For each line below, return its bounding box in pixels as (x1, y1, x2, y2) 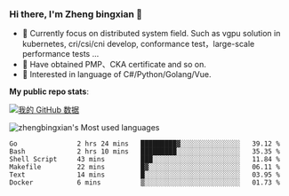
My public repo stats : (9, 86, 89, 97)
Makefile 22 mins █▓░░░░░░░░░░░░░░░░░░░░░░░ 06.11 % (9, 163, 280, 172)
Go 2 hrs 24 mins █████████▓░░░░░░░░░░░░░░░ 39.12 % (9, 139, 280, 149)
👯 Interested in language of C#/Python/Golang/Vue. (21, 69, 212, 80)
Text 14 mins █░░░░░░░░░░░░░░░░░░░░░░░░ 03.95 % (9, 170, 280, 180)
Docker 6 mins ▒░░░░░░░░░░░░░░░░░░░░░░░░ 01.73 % (9, 178, 280, 187)
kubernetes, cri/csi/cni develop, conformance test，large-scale (21, 39, 255, 50)
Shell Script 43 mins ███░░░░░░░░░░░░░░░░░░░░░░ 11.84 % (9, 155, 280, 164)
